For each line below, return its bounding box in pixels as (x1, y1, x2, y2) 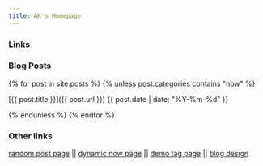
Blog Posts (8, 60, 52, 71)
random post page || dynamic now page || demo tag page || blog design (8, 149, 249, 159)
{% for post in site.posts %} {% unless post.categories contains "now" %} (8, 79, 256, 88)
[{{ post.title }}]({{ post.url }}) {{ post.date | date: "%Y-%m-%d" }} (8, 94, 229, 104)
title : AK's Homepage (8, 11, 82, 20)
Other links (8, 130, 53, 142)
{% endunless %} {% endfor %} (8, 110, 115, 120)
